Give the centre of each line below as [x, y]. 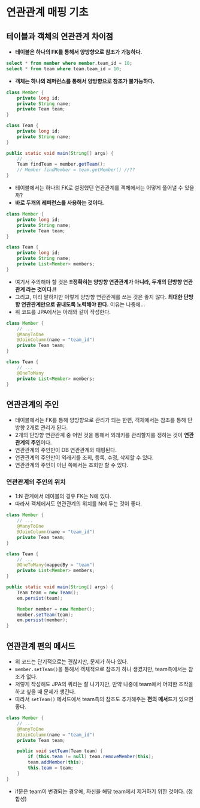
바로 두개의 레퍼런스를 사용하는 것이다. [59, 203]
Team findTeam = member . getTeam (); [61, 164]
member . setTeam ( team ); [45, 615]
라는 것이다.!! [41, 289]
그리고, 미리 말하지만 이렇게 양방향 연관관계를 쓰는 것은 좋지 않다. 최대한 [99, 297]
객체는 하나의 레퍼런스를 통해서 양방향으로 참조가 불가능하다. [85, 81]
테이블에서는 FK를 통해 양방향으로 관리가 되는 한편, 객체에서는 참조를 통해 [101, 420]
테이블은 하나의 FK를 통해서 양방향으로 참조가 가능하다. [78, 52]
